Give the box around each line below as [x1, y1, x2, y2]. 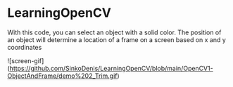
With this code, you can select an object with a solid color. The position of [7, 28, 222, 36]
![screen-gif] [7, 56, 44, 65]
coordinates [7, 43, 42, 51]
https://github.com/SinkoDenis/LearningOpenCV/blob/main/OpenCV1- [9, 64, 213, 72]
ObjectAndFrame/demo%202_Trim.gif [7, 72, 118, 80]
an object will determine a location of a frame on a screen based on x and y [7, 35, 227, 43]
